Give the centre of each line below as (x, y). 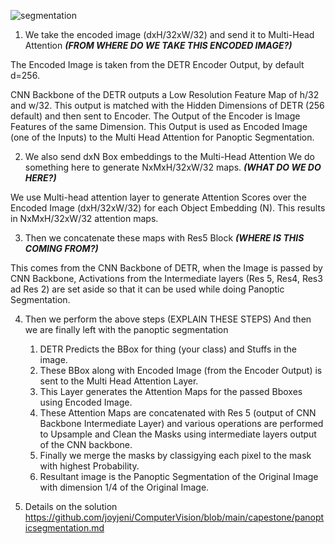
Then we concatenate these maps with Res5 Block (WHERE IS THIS (164, 238)
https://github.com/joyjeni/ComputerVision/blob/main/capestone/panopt (174, 517)
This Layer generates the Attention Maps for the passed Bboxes (171, 391)
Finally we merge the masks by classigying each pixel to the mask (175, 455)
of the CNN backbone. (86, 444)
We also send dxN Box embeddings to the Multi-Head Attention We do (169, 156)
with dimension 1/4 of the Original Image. (124, 487)
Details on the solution (71, 506)
